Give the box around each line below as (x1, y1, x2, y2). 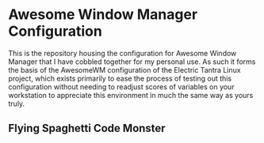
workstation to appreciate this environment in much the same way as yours (8, 90, 254, 100)
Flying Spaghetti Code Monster (8, 122, 166, 135)
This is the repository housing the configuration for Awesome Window (8, 48, 237, 58)
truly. (8, 99, 25, 108)
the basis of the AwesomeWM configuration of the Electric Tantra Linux (8, 65, 241, 74)
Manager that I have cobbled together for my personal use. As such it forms (8, 57, 256, 66)
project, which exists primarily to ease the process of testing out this (8, 73, 232, 83)
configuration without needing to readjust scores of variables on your (8, 81, 235, 92)
